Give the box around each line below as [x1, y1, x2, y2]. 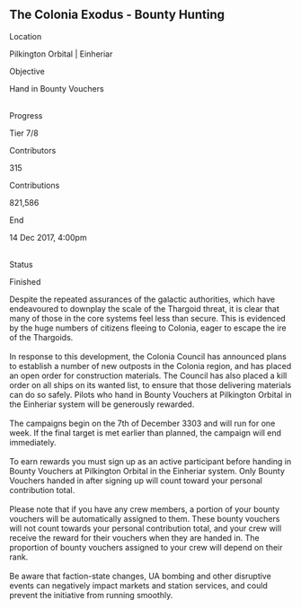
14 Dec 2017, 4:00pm [9, 232, 87, 243]
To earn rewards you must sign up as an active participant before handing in [9, 455, 292, 466]
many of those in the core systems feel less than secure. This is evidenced [9, 313, 286, 323]
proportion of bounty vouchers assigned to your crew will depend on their [9, 542, 283, 552]
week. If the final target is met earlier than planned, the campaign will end [9, 427, 281, 438]
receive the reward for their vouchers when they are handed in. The [9, 532, 260, 543]
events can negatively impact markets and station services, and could [9, 579, 268, 591]
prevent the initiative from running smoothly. [9, 589, 173, 600]
